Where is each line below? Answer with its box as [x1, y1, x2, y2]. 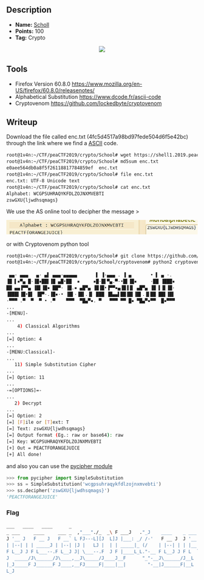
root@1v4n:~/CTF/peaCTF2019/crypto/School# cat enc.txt [6, 184, 151, 190]
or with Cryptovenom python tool [6, 240, 89, 248]
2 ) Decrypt [14, 400, 42, 406]
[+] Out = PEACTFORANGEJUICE [6, 445, 80, 451]
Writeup [6, 117, 38, 128]
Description [6, 5, 52, 15]
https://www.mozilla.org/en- [72, 80, 143, 87]
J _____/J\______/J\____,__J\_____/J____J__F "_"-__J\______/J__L [6, 555, 194, 561]
